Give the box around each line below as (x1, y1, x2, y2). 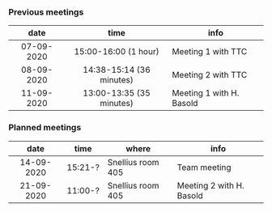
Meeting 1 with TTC (172, 46, 248, 57)
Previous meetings (8, 6, 84, 18)
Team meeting (176, 161, 232, 172)
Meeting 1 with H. (172, 87, 240, 99)
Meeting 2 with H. (176, 180, 244, 191)
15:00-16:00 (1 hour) (74, 46, 159, 57)
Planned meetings (8, 122, 82, 134)
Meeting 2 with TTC (172, 70, 248, 81)
